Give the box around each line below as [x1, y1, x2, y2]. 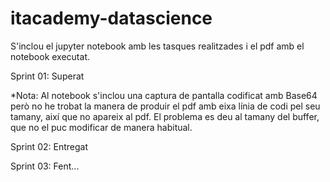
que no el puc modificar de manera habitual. [10, 121, 193, 133]
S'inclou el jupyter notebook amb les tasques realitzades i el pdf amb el [10, 40, 305, 52]
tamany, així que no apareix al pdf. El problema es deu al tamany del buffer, [10, 110, 320, 122]
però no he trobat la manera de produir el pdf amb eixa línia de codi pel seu [10, 100, 321, 112]
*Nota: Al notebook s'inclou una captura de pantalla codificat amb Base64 [10, 89, 318, 101]
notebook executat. [10, 50, 90, 62]
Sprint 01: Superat [10, 70, 85, 82]
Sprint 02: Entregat [10, 140, 88, 152]
